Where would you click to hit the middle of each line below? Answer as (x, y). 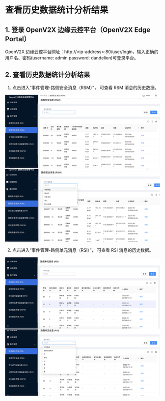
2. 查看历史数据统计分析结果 (48, 75)
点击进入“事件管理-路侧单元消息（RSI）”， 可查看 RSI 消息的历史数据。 (83, 250)
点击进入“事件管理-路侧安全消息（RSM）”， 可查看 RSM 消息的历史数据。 (85, 87)
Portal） (18, 39)
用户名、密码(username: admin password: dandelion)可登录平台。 (72, 58)
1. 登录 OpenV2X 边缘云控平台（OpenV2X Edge (78, 30)
